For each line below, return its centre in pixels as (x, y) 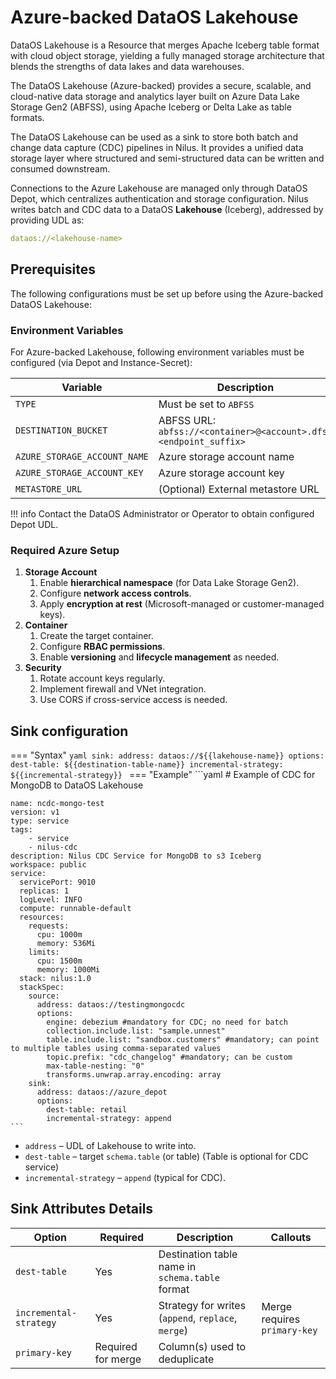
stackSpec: (42, 987)
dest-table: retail (87, 1110)
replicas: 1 (44, 891)
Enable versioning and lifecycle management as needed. (159, 657)
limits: (44, 952)
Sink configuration (69, 731)
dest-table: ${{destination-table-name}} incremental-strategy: (147, 765)
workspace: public (48, 865)
